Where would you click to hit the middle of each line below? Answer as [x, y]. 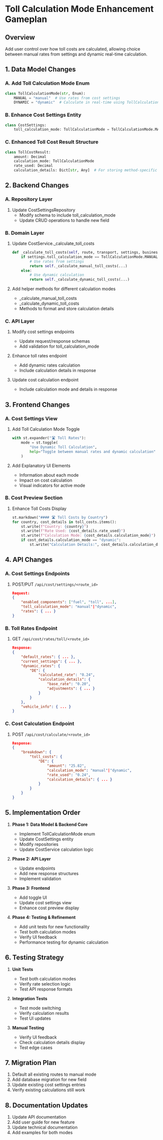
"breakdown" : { [36, 752]
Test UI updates [35, 1018]
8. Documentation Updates [47, 1105]
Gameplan [26, 19]
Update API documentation [39, 1117]
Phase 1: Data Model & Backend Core [50, 824]
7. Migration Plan [31, 1063]
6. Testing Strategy [34, 958]
